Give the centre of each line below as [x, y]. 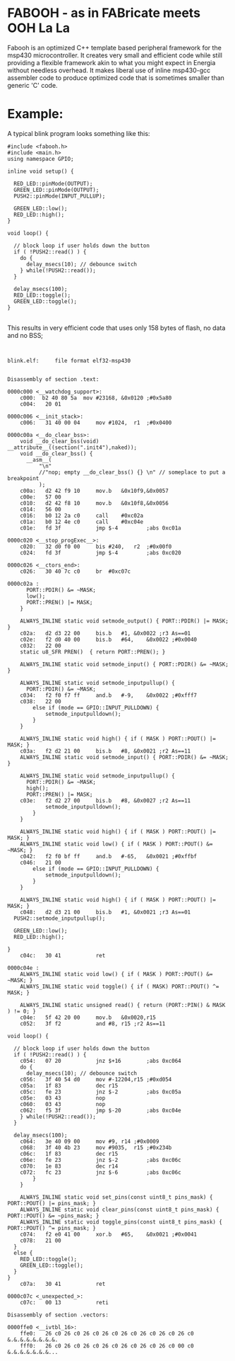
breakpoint [23, 478]
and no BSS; [25, 335]
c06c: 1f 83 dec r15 [69, 1154]
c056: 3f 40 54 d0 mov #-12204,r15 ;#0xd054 [96, 1079]
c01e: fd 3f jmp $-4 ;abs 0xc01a [101, 528]
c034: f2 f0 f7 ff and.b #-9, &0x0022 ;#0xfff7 [109, 695]
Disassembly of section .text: [53, 379]
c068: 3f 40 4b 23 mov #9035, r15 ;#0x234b [96, 1148]
